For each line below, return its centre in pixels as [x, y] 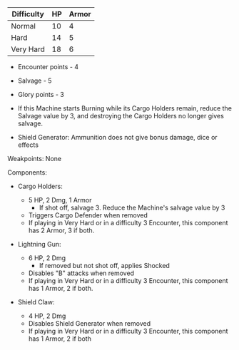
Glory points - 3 [41, 94]
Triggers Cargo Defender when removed [88, 215]
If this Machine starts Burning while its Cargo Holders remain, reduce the [124, 108]
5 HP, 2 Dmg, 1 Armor [60, 200]
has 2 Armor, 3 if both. [61, 230]
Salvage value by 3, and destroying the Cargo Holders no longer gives [121, 116]
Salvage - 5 [35, 81]
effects [28, 145]
